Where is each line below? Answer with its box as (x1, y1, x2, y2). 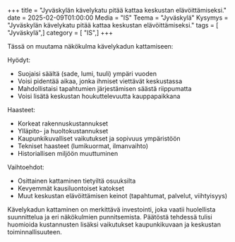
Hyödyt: (7, 56, 30, 64)
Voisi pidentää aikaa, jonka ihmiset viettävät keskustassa (17, 77, 182, 85)
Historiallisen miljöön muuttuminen (17, 150, 119, 157)
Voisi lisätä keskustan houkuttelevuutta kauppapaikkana (17, 92, 181, 100)
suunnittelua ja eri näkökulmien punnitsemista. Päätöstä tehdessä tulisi (7, 213, 213, 221)
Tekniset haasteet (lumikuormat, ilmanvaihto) (17, 142, 149, 150)
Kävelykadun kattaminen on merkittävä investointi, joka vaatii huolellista (7, 205, 216, 214)
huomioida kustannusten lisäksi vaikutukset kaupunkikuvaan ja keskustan (7, 220, 221, 229)
